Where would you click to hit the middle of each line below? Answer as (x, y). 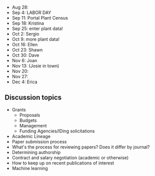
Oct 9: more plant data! (36, 39)
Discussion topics (33, 98)
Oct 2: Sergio (25, 34)
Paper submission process (39, 141)
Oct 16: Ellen (25, 44)
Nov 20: (20, 71)
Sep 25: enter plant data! (37, 29)
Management (33, 125)
